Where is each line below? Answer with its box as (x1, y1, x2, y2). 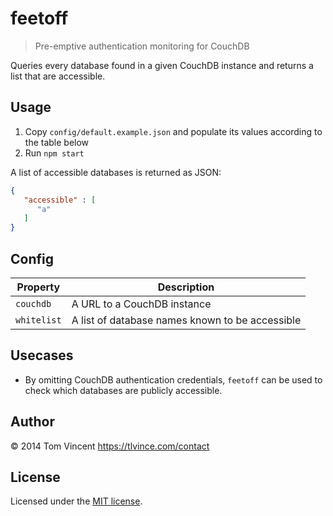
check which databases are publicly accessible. (24, 384, 223, 396)
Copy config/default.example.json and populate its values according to (24, 125, 323, 137)
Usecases (10, 347, 74, 364)
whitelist (15, 314, 62, 326)
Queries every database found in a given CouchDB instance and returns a (10, 59, 314, 71)
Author (10, 413, 55, 431)
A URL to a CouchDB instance (71, 297, 212, 311)
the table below (24, 136, 90, 148)
